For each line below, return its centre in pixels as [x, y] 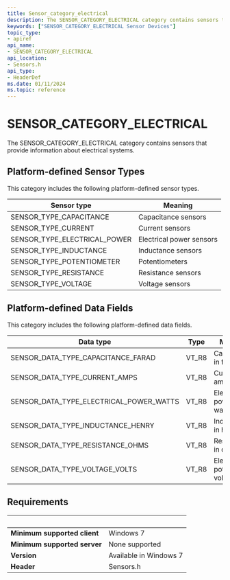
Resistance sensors [170, 272]
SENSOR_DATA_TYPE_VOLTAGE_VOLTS [74, 469]
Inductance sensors [170, 250]
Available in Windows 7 [146, 555]
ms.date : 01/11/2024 [37, 84]
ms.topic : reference [37, 90]
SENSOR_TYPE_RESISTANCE [57, 272]
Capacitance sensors [172, 217]
